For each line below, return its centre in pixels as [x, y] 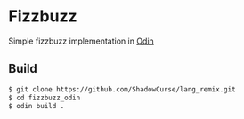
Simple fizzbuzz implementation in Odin [81, 41]
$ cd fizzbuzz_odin [45, 98]
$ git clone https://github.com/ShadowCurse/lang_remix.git [122, 89]
